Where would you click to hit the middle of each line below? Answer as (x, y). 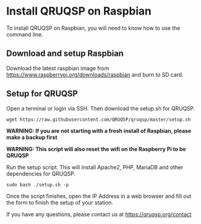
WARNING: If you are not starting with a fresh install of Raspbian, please (99, 131)
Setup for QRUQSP (42, 94)
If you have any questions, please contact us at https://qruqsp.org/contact (99, 214)
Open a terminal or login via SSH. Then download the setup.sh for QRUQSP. (101, 108)
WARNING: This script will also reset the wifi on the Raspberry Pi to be (96, 149)
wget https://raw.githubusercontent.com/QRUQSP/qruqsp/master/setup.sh (98, 120)
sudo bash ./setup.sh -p (38, 185)
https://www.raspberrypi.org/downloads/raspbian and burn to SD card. (95, 75)
